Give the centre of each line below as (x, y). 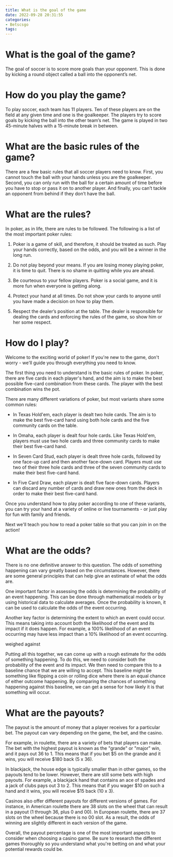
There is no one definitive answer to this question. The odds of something (84, 565)
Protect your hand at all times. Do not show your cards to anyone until (87, 296)
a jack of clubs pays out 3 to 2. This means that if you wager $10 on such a (85, 785)
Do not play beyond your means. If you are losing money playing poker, (88, 265)
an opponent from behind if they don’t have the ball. (60, 193)
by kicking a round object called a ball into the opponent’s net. (71, 75)
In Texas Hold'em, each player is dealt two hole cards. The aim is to (84, 414)
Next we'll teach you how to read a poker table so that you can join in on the (86, 524)
